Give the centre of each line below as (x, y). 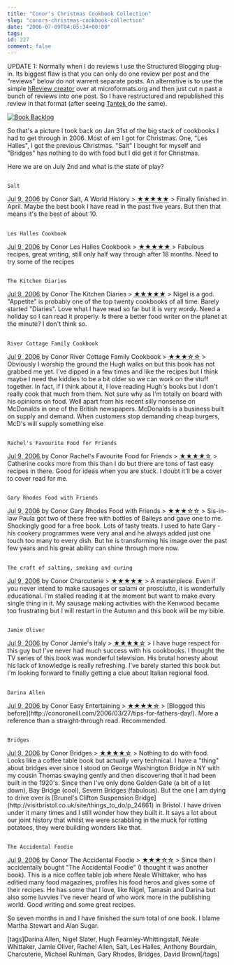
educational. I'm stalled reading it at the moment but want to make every (111, 596)
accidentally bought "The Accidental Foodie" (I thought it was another (108, 868)
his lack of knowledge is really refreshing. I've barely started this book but (114, 666)
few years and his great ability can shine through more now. (93, 548)
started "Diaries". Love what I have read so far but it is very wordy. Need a (114, 309)
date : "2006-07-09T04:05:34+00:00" (59, 27)
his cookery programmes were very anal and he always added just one (109, 533)
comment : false (29, 46)
